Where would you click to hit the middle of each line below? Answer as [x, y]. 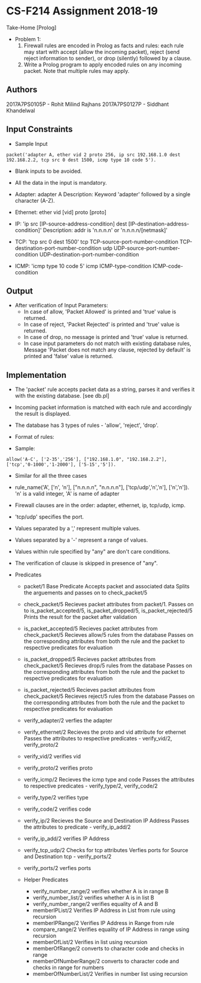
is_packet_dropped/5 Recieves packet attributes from [89, 660]
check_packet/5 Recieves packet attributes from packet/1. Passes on [109, 605]
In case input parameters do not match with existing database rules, [107, 344]
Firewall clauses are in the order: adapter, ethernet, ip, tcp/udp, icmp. [100, 505]
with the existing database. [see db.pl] [62, 396]
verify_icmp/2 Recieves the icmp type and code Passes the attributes [109, 780]
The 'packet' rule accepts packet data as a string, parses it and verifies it [105, 389]
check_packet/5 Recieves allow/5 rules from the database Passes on [109, 635]
